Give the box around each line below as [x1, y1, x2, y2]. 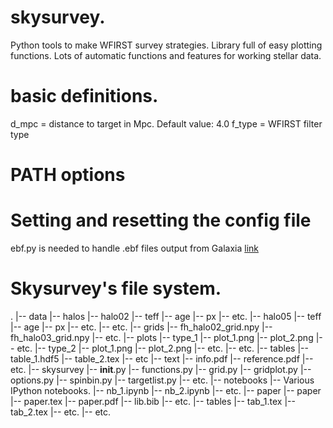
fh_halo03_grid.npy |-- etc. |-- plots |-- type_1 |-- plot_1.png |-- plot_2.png [10, 331, 314, 343]
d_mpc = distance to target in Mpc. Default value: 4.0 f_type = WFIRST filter [10, 117, 323, 130]
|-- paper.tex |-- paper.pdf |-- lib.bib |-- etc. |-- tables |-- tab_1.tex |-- [10, 395, 296, 407]
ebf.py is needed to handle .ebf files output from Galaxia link [10, 242, 259, 254]
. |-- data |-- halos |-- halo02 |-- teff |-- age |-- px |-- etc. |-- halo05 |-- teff [10, 310, 322, 322]
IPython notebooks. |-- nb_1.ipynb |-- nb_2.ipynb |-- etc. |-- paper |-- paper [10, 384, 322, 396]
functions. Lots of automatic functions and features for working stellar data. [10, 49, 322, 61]
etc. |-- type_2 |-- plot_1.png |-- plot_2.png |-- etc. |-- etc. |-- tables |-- [16, 342, 309, 354]
